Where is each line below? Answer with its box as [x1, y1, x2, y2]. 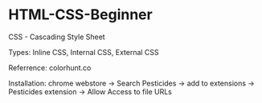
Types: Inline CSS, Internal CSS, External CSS [8, 47, 159, 57]
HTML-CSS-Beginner [8, 6, 153, 24]
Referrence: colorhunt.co [8, 62, 92, 73]
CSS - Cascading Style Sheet [8, 32, 106, 42]
